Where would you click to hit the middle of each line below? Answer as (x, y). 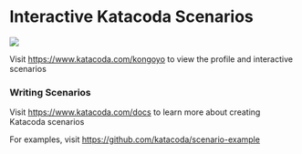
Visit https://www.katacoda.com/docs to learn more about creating (135, 112)
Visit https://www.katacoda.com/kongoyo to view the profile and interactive (151, 59)
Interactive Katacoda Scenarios (131, 17)
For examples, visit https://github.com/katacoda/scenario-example (135, 139)
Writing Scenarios (50, 92)
